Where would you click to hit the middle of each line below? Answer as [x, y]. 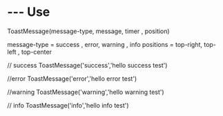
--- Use [29, 12]
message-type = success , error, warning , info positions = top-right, [105, 44]
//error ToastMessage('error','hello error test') [72, 78]
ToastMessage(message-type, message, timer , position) [89, 31]
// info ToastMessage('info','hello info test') [68, 105]
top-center [36, 52]
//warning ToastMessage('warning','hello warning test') [86, 92]
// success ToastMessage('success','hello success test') [87, 65]
